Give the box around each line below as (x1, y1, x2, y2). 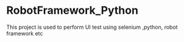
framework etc (6, 29, 43, 37)
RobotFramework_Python (6, 4, 139, 17)
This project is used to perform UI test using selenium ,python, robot (6, 23, 178, 31)
